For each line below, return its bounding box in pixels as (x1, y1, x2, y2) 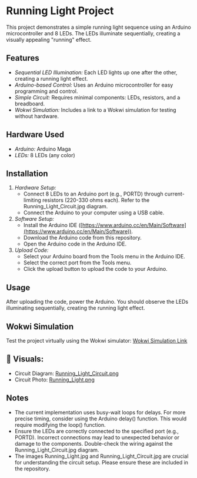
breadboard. (14, 100, 45, 107)
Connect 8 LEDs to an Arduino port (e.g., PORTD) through (23, 190, 163, 198)
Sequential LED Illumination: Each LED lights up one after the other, (14, 69, 178, 76)
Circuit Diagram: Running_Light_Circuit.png (14, 370, 119, 377)
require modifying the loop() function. (14, 421, 106, 428)
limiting (23, 197, 41, 204)
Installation (6, 168, 48, 178)
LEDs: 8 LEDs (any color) (14, 151, 75, 158)
